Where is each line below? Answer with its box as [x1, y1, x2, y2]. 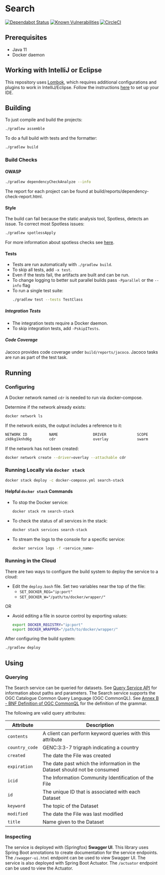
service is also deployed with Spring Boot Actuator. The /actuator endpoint [5, 860, 158, 866]
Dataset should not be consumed [42, 766, 119, 773]
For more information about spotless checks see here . [5, 240, 114, 245]
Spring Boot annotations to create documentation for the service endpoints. [5, 849, 158, 856]
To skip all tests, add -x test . [12, 267, 72, 273]
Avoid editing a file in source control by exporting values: [12, 613, 128, 619]
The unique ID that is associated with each [42, 788, 141, 795]
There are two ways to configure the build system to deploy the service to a [5, 569, 159, 574]
